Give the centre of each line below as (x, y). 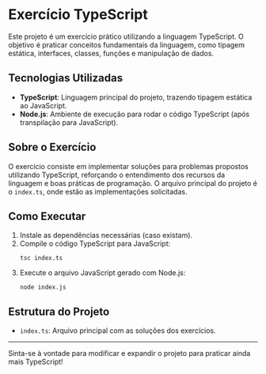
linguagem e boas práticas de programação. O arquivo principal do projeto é (133, 183)
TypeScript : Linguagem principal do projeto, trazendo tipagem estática (136, 97)
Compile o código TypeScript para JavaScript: (95, 244)
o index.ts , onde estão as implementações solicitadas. (98, 191)
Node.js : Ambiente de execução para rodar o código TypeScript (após (135, 114)
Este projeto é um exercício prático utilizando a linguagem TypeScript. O (126, 36)
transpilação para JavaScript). (69, 122)
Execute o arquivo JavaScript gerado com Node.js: (103, 273)
